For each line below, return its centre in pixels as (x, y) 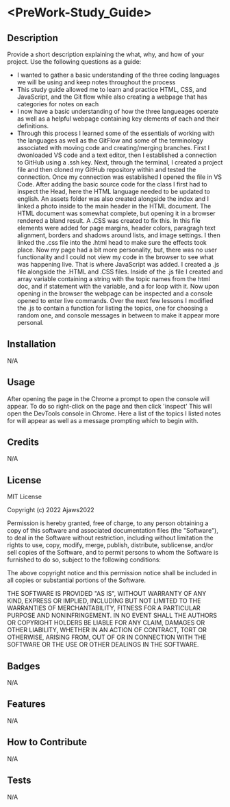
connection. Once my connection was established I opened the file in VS (119, 177)
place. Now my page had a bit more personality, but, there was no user (117, 250)
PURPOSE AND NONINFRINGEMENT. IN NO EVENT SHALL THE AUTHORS (112, 616)
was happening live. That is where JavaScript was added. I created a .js (118, 264)
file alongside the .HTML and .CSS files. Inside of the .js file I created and (120, 272)
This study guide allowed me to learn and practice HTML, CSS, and (112, 89)
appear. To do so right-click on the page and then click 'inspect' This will (110, 406)
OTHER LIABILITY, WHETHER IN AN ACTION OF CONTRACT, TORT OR (107, 630)
